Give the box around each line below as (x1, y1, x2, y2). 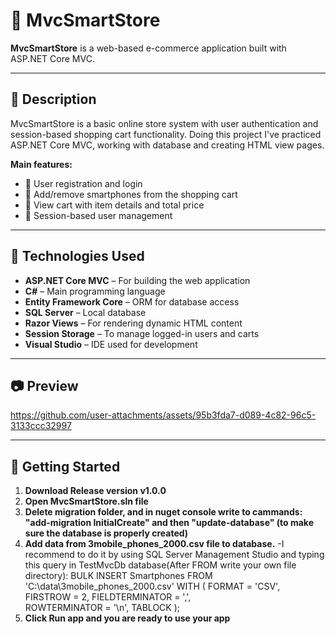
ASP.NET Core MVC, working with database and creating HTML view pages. (10, 139, 325, 151)
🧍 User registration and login (24, 177, 143, 189)
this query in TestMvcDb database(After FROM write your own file (24, 559, 297, 571)
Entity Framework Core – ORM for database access (24, 295, 240, 308)
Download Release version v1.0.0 (24, 485, 167, 497)
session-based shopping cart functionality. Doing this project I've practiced (10, 128, 322, 140)
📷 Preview (10, 377, 79, 394)
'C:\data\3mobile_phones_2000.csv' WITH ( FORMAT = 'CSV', (24, 580, 281, 593)
